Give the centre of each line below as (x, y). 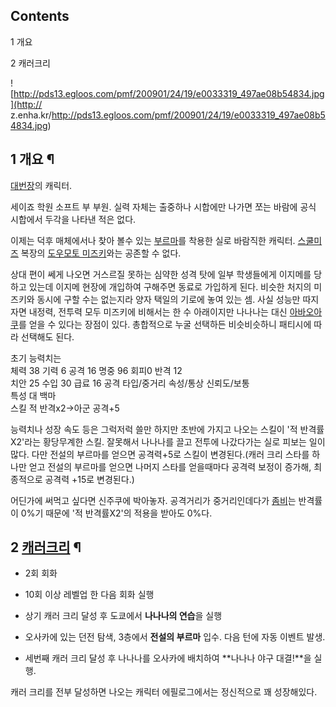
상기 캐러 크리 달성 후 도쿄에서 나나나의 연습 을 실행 (123, 616)
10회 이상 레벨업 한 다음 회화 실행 (89, 595)
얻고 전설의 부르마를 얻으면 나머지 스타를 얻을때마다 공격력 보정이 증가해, (170, 466)
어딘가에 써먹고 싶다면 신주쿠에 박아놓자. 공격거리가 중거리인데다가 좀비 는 (153, 500)
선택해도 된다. (47, 336)
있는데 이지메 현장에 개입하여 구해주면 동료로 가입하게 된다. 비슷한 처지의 (170, 286)
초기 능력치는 (36, 358)
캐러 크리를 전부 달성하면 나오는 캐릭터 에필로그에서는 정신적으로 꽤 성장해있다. (164, 692)
